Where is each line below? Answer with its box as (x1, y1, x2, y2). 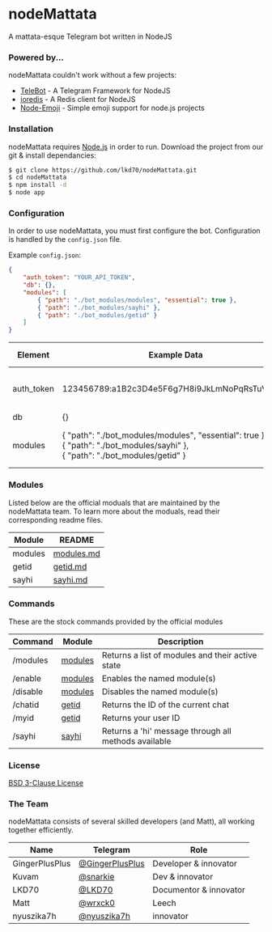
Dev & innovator (152, 871, 213, 883)
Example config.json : (8, 250, 82, 260)
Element (17, 349, 50, 361)
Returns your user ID (101, 712, 181, 723)
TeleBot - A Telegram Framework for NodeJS (19, 86, 171, 95)
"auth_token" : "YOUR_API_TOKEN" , (23, 273, 136, 282)
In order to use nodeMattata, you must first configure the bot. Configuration (8, 226, 261, 235)
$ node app (8, 189, 45, 197)
